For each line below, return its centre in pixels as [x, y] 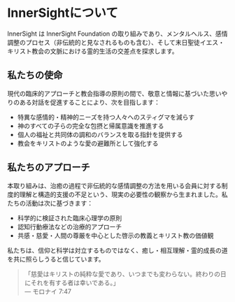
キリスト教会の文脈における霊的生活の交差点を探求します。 [93, 51]
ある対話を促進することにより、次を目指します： [90, 102]
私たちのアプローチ [49, 167]
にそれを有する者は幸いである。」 [72, 282]
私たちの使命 [35, 75]
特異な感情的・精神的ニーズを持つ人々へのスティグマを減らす [106, 117]
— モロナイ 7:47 [48, 291]
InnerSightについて [63, 13]
